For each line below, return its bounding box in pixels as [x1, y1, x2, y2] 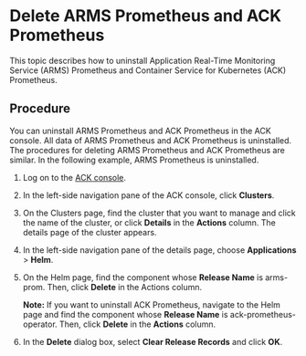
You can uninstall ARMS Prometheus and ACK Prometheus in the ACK [9, 125, 271, 136]
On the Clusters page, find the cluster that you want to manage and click [22, 207, 296, 218]
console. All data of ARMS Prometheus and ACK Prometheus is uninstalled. [9, 134, 292, 146]
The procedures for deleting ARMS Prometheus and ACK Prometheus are [9, 144, 285, 155]
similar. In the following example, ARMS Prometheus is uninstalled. [9, 154, 259, 165]
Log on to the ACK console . [22, 172, 126, 183]
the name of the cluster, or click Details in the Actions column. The [22, 216, 276, 228]
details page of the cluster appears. [22, 226, 157, 237]
